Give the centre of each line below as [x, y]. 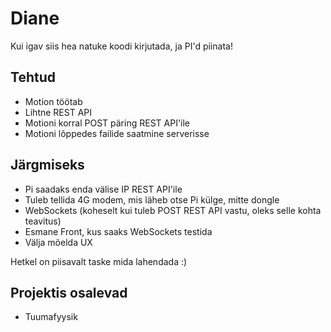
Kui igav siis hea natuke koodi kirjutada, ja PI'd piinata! [121, 46]
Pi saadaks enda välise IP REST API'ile [103, 189]
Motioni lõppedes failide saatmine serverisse [117, 133]
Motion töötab [53, 101]
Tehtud [33, 77]
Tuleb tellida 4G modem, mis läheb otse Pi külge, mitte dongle [152, 199]
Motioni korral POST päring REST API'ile [107, 123]
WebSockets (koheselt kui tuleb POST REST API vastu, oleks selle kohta [173, 210]
